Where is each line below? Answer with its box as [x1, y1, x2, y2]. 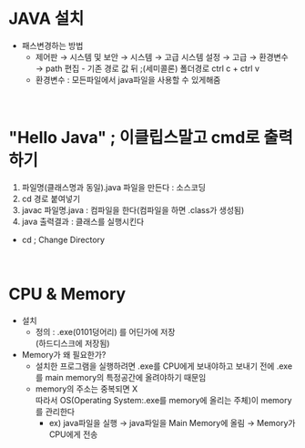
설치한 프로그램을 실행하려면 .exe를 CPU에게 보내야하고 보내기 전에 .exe [35, 361, 293, 372]
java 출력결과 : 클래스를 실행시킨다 [21, 216, 145, 227]
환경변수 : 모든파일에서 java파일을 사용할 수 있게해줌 [35, 74, 221, 85]
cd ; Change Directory [21, 234, 106, 245]
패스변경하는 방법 [21, 40, 84, 51]
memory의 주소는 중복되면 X [35, 383, 138, 394]
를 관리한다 [35, 406, 75, 417]
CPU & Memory [8, 284, 127, 305]
